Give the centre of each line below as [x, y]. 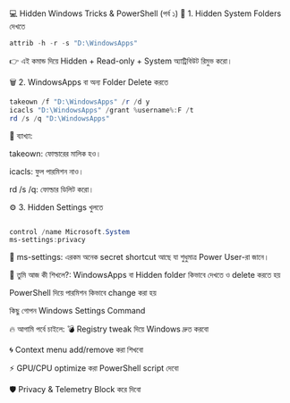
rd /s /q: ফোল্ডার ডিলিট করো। [52, 189]
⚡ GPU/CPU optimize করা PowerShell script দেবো [94, 368]
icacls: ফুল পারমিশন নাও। [47, 171]
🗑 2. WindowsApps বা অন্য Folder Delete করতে [89, 82]
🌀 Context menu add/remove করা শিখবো [77, 350]
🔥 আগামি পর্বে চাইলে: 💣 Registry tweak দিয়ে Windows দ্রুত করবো [109, 329]
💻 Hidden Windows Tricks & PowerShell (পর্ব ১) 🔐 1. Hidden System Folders [145, 13]
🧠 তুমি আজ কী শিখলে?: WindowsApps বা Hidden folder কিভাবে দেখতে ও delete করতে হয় [145, 275]
